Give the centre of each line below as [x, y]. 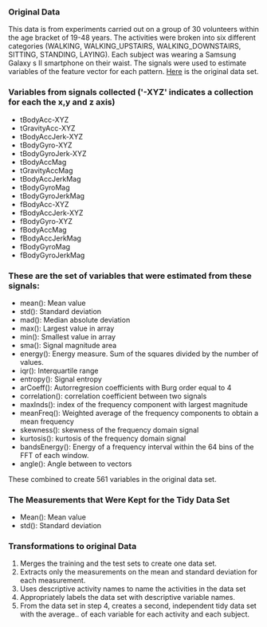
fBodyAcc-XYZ [44, 204]
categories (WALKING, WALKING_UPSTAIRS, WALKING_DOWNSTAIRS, [125, 46]
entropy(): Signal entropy [61, 379]
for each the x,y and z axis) [62, 102]
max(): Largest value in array [67, 328]
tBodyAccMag [43, 162]
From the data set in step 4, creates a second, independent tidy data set [138, 606]
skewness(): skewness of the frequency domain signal [109, 429]
